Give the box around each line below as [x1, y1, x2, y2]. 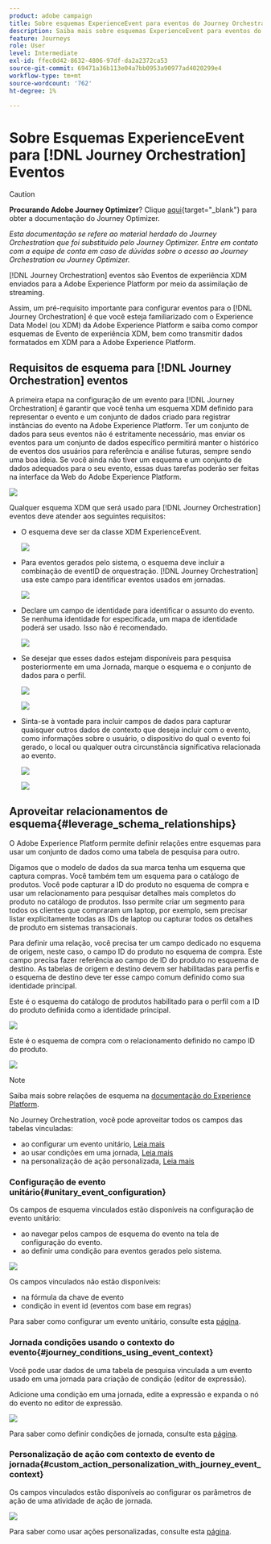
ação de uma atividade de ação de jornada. [9, 1496, 153, 1505]
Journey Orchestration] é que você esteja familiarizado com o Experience [9, 312, 254, 322]
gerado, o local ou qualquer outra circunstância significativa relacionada [20, 743, 261, 752]
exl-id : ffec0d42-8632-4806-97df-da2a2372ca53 [9, 57, 168, 65]
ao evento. [20, 751, 56, 760]
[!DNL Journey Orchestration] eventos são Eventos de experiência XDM [9, 271, 248, 281]
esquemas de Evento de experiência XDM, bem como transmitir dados [9, 329, 244, 339]
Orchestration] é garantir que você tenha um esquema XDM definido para [9, 404, 254, 414]
